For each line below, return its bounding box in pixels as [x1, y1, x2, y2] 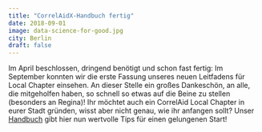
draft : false [8, 42, 52, 50]
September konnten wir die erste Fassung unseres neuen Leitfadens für [8, 72, 246, 82]
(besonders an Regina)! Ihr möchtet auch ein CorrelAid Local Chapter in [8, 98, 245, 107]
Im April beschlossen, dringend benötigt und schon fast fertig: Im [8, 63, 224, 73]
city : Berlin [8, 34, 52, 42]
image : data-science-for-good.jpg [8, 26, 124, 34]
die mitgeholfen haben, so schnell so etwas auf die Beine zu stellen [8, 89, 231, 98]
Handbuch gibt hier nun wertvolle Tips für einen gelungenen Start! [8, 114, 228, 124]
